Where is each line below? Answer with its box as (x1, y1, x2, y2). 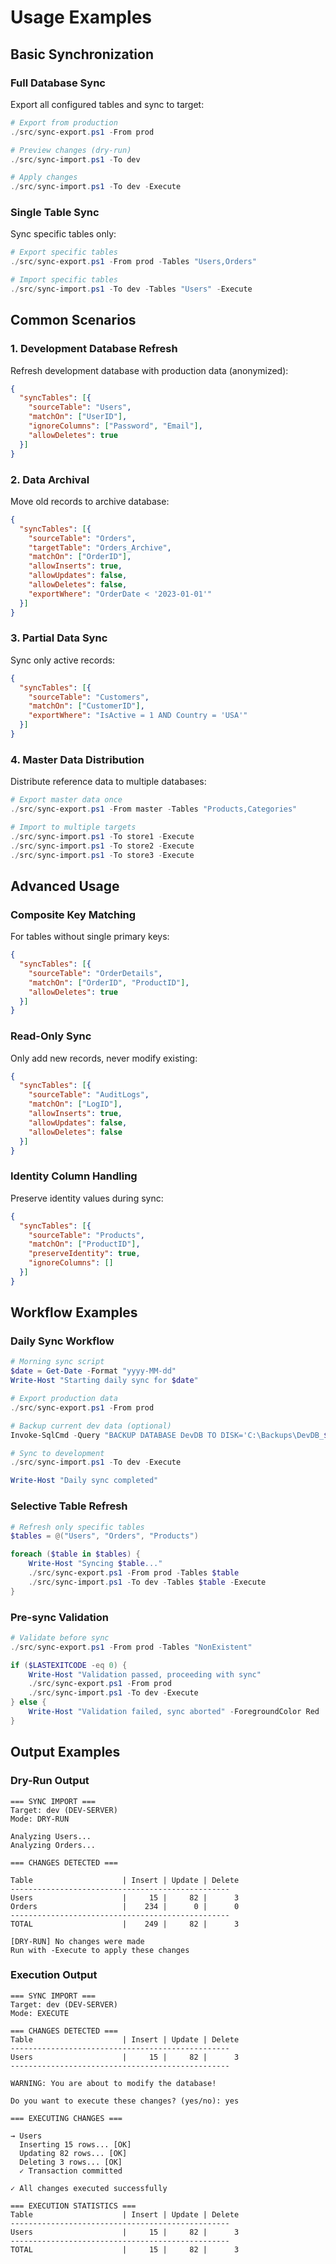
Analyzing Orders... (10, 1840, 97, 1850)
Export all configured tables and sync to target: (10, 98, 205, 110)
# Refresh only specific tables (10, 1522, 145, 1532)
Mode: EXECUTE (10, 2008, 70, 2018)
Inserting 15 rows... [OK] (19, 2139, 132, 2150)
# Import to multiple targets (10, 822, 137, 832)
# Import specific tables (10, 275, 118, 285)
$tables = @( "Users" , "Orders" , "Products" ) (10, 1531, 199, 1541)
